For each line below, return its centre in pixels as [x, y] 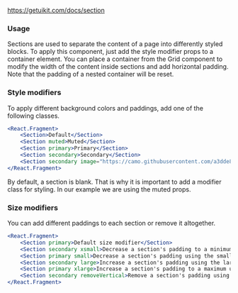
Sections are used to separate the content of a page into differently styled [115, 44]
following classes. [34, 116]
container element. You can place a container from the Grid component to [115, 59]
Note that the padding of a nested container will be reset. [91, 74]
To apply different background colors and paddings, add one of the [106, 108]
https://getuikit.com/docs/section [56, 10]
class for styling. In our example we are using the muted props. [99, 189]
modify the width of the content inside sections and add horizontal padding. [118, 67]
